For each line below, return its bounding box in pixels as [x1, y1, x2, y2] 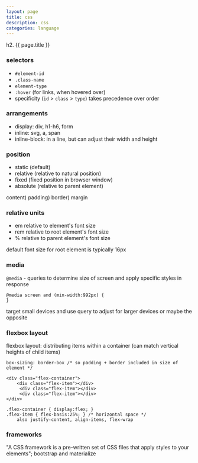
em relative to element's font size [14, 222, 96, 229]
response [6, 280, 30, 287]
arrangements [6, 109, 48, 118]
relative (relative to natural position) [14, 170, 102, 177]
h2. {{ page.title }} [6, 41, 50, 48]
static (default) [14, 164, 51, 171]
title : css [6, 14, 33, 20]
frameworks [6, 430, 43, 438]
